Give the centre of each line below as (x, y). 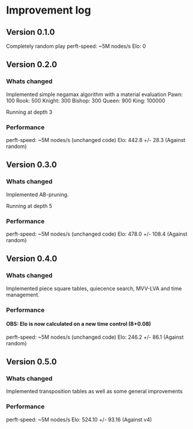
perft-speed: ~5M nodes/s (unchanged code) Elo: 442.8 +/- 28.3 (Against (96, 140)
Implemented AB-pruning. (37, 194)
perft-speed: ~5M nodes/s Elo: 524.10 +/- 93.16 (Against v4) (79, 420)
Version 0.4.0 (32, 259)
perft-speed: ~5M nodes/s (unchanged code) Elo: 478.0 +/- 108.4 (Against (97, 234)
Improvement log (49, 10)
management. (23, 295)
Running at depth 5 (29, 206)
